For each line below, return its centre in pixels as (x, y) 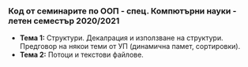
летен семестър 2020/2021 (64, 20)
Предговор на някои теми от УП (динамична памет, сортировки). (130, 47)
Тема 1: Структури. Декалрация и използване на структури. (121, 38)
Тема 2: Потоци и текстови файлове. (81, 55)
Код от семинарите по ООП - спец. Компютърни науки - (122, 11)
